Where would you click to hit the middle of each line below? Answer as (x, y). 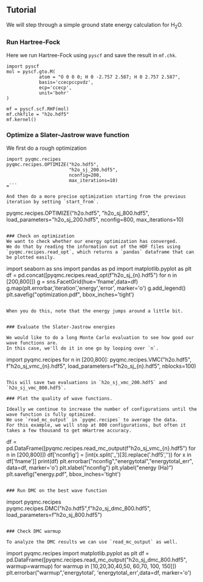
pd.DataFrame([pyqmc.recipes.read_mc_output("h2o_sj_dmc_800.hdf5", (97, 560)
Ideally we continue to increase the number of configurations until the (102, 409)
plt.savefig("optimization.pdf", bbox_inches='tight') (71, 295)
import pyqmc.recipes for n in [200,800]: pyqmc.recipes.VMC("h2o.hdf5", (99, 360)
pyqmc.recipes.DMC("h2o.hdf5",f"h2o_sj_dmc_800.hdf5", (78, 508)
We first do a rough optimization (46, 148)
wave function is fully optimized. (51, 415)
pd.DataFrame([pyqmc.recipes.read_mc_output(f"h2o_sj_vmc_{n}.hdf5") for (101, 448)
